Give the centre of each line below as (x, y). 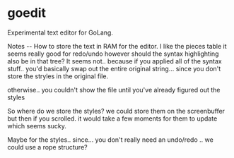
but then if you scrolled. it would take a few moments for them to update (112, 119)
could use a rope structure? (47, 147)
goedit (27, 13)
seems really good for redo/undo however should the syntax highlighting (113, 54)
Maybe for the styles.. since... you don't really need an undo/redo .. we (110, 140)
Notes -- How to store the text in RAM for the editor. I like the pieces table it (117, 46)
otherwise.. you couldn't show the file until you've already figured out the (114, 90)
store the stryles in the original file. (58, 76)
